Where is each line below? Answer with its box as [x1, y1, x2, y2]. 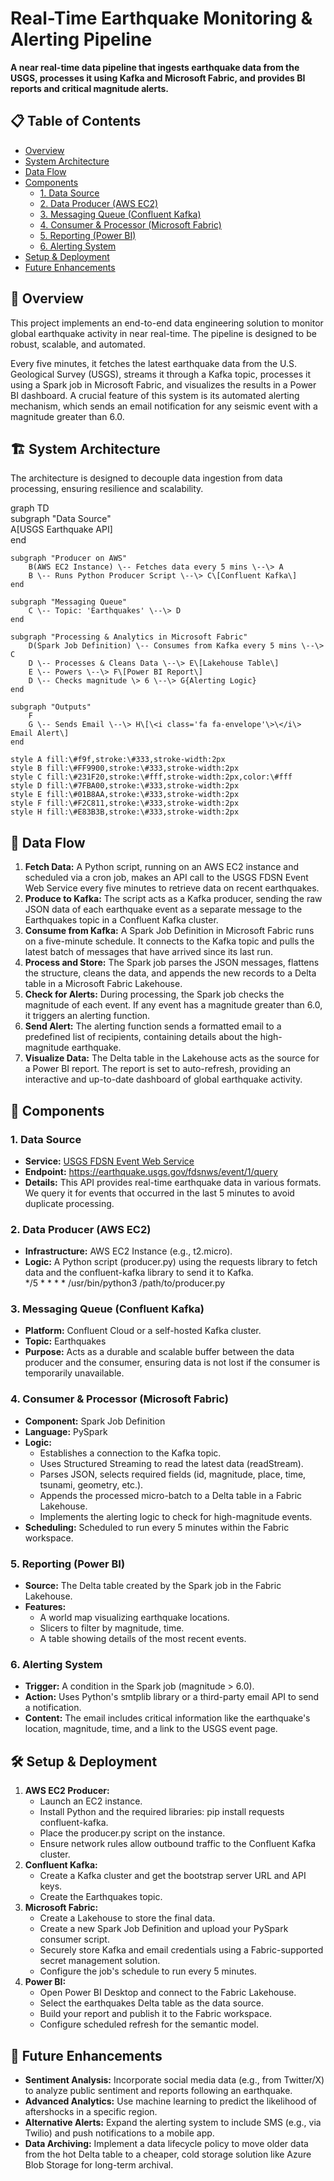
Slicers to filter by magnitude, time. [39, 1622, 185, 1634]
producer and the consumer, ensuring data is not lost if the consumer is [24, 1357, 321, 1369]
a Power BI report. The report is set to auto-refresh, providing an [24, 1063, 291, 1075]
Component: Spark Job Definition [24, 1415, 166, 1427]
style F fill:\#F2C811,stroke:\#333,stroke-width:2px [10, 798, 240, 809]
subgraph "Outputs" [10, 702, 92, 712]
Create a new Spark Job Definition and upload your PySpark [39, 1923, 289, 1935]
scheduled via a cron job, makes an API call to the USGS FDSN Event [24, 872, 309, 884]
